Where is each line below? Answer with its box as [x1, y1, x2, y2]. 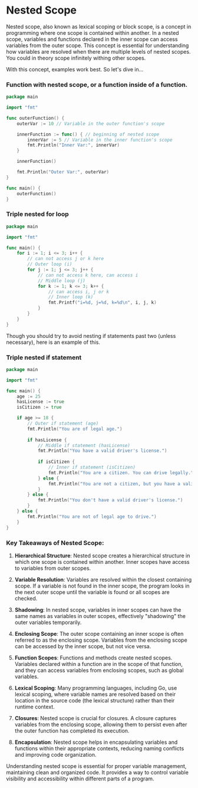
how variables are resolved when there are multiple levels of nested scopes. [6, 48, 191, 55]
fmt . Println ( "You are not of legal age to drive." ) [27, 514, 157, 520]
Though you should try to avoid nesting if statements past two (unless [6, 332, 176, 339]
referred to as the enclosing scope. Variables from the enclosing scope [14, 636, 187, 643]
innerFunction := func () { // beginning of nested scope [16, 131, 160, 137]
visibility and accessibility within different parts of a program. [6, 775, 154, 782]
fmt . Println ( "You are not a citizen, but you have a [48, 481, 181, 487]
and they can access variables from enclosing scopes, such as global [14, 666, 184, 674]
